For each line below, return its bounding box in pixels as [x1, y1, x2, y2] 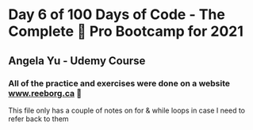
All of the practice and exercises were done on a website [8, 78, 231, 89]
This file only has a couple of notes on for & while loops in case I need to [8, 105, 246, 115]
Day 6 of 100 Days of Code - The [8, 6, 226, 24]
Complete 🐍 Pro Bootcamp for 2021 [8, 22, 243, 40]
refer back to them [8, 113, 69, 124]
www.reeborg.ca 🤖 [8, 87, 82, 98]
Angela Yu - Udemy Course [8, 54, 146, 67]
